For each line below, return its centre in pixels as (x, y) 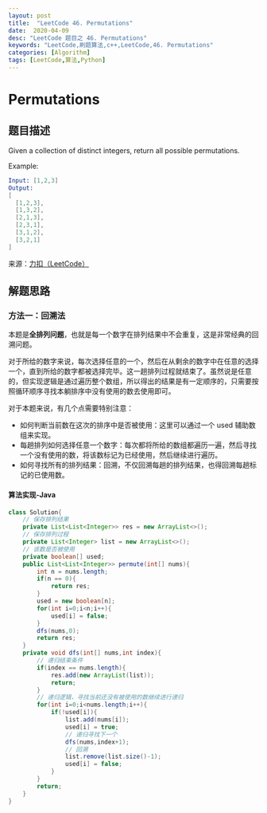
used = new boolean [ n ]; (76, 601)
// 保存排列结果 (46, 520)
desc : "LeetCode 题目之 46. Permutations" (78, 38)
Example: (23, 166)
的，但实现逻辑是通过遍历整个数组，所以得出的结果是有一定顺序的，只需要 (130, 381)
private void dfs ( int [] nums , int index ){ (92, 653)
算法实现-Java (32, 494)
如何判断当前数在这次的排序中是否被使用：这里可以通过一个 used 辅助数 (138, 425)
